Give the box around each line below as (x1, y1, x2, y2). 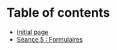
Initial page (16, 28, 49, 36)
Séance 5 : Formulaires (16, 35, 83, 43)
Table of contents (6, 5, 111, 21)
